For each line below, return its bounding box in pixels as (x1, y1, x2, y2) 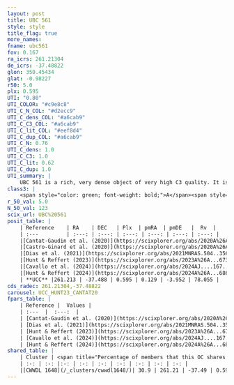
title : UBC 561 (7, 17, 52, 24)
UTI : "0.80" (7, 95, 42, 102)
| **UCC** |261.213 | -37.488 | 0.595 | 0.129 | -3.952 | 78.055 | (19, 276, 219, 283)
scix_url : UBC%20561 (7, 211, 68, 218)
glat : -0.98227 (7, 75, 52, 82)
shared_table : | (7, 347, 54, 354)
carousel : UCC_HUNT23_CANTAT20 (7, 289, 98, 296)
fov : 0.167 (7, 50, 39, 56)
